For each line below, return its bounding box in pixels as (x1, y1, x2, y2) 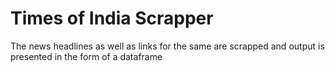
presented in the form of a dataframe (10, 50, 163, 62)
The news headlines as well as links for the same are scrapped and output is (10, 40, 325, 52)
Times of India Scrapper (10, 7, 214, 30)
